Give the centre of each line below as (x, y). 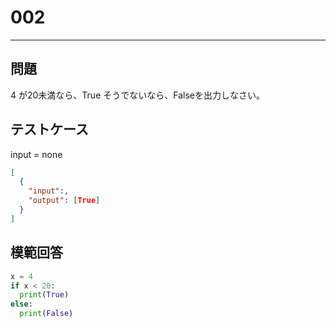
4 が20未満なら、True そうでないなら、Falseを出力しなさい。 (137, 95)
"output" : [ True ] (64, 201)
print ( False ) (46, 314)
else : (21, 304)
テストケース (49, 129)
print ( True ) (44, 295)
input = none (36, 154)
